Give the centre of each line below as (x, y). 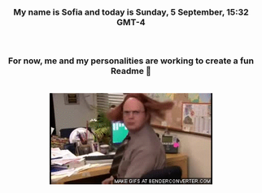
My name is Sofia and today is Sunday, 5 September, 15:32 (131, 12)
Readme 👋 (131, 71)
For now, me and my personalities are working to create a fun (131, 61)
